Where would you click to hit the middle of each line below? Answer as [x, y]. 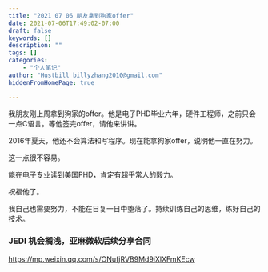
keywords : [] [30, 38]
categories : [28, 61]
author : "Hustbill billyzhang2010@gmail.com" [85, 75]
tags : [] [23, 53]
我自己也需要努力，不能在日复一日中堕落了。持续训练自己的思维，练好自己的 [134, 208]
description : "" [35, 46]
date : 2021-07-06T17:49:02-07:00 [64, 23]
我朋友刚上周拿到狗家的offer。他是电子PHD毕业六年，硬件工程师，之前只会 [132, 114]
